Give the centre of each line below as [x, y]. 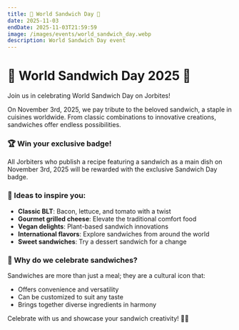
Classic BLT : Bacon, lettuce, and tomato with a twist [94, 211]
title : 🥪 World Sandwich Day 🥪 [54, 14]
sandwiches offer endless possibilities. [64, 125]
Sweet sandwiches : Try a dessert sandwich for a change [102, 241]
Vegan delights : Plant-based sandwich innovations [93, 226]
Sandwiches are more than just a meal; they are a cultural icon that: [106, 275]
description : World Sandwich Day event [67, 41]
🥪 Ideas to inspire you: [47, 196]
